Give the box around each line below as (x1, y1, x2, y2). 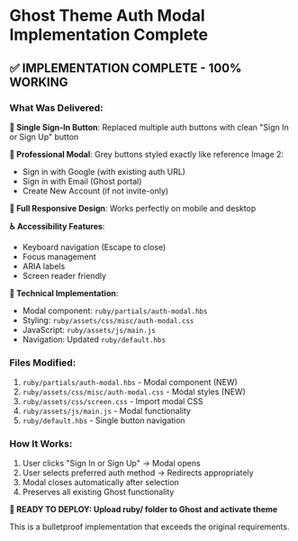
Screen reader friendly (22, 270, 106, 281)
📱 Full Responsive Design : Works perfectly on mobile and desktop (9, 203, 257, 213)
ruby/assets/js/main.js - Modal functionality (22, 406, 192, 417)
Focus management (22, 251, 96, 262)
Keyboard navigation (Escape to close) (22, 241, 167, 252)
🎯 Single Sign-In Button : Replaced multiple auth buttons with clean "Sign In (9, 122, 290, 132)
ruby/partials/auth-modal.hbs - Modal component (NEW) (22, 377, 239, 388)
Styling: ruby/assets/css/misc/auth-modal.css (22, 314, 194, 325)
